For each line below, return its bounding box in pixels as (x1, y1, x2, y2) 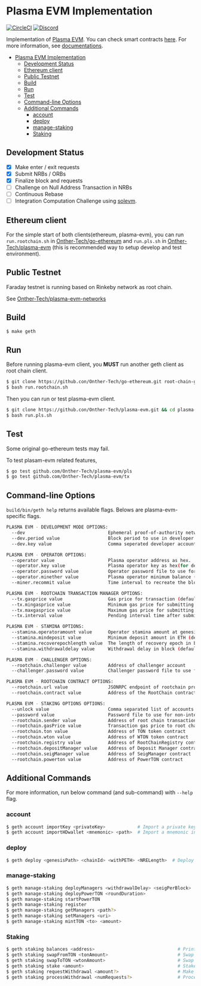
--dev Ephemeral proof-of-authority (11, 530, 184, 536)
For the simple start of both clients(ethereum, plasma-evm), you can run (6, 231, 184, 238)
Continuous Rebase (14, 191, 64, 197)
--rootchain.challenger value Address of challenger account (11, 662, 186, 668)
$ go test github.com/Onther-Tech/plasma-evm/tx (6, 474, 130, 480)
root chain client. (6, 367, 48, 374)
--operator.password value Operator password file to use (11, 569, 186, 575)
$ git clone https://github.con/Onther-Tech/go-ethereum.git (6, 379, 162, 385)
